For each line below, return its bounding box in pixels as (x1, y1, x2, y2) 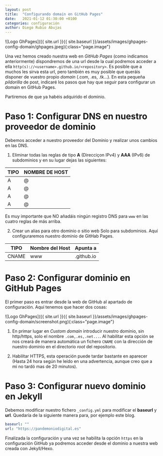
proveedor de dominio (5, 121, 96, 132)
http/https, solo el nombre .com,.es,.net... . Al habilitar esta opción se (12, 334, 154, 339)
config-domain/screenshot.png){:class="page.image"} (5, 319, 115, 324)
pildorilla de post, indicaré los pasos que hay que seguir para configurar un (5, 79, 155, 85)
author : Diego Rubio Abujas (5, 25, 62, 30)
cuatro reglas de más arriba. (5, 218, 62, 224)
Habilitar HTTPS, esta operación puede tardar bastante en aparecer (12, 353, 147, 359)
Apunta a (75, 245, 97, 252)
